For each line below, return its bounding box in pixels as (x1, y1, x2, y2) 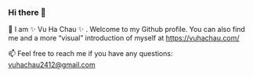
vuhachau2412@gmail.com (8, 60, 96, 69)
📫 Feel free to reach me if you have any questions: (8, 49, 173, 58)
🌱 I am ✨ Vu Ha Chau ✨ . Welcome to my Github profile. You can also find (8, 25, 245, 34)
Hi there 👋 (8, 7, 47, 18)
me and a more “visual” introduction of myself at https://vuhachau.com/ (8, 33, 240, 43)
